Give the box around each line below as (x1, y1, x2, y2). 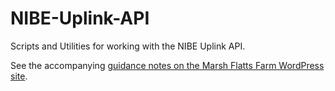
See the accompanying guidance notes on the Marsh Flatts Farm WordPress (10, 59, 325, 71)
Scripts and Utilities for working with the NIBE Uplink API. (10, 40, 246, 52)
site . (10, 70, 28, 82)
